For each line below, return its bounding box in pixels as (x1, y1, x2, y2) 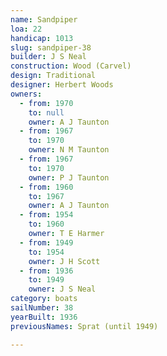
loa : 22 (10, 24, 43, 34)
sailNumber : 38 (10, 303, 74, 313)
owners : (10, 89, 43, 99)
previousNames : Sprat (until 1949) (10, 321, 159, 331)
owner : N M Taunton (28, 145, 110, 155)
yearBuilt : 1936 (10, 312, 78, 322)
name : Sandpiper (10, 14, 78, 25)
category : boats (10, 294, 78, 304)
